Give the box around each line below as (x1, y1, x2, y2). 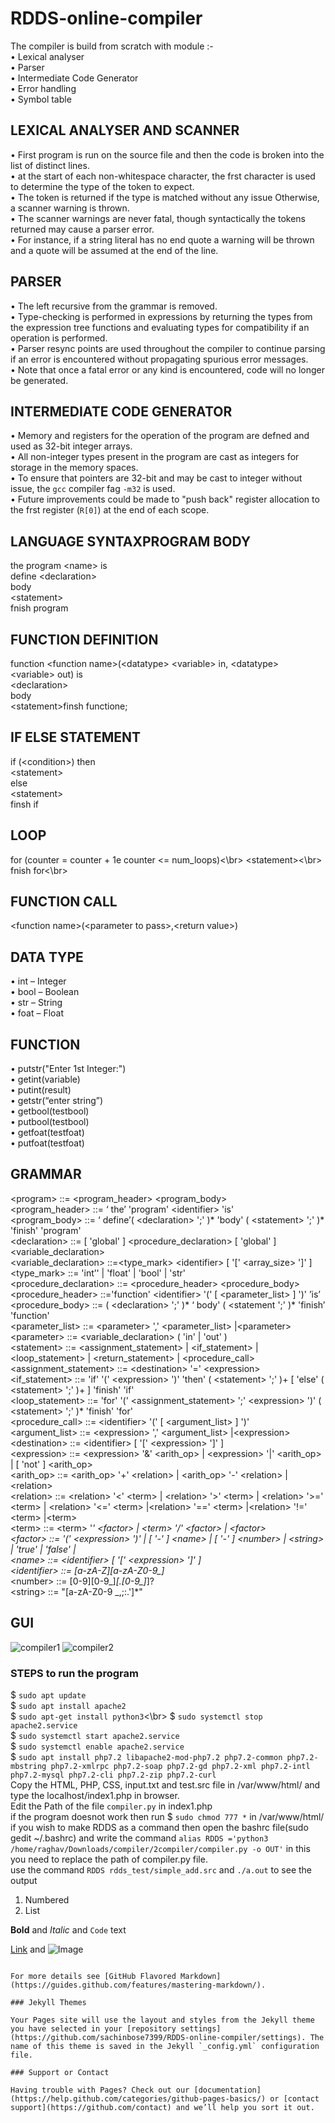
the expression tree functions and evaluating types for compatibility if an (10, 321, 310, 333)
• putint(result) (10, 1084, 72, 1096)
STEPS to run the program (10, 1666, 139, 1680)
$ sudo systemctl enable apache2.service (10, 1740, 185, 1752)
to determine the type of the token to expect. (10, 180, 195, 192)
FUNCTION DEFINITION (10, 631, 159, 648)
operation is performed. (10, 332, 108, 344)
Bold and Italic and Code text (10, 1923, 127, 1936)
